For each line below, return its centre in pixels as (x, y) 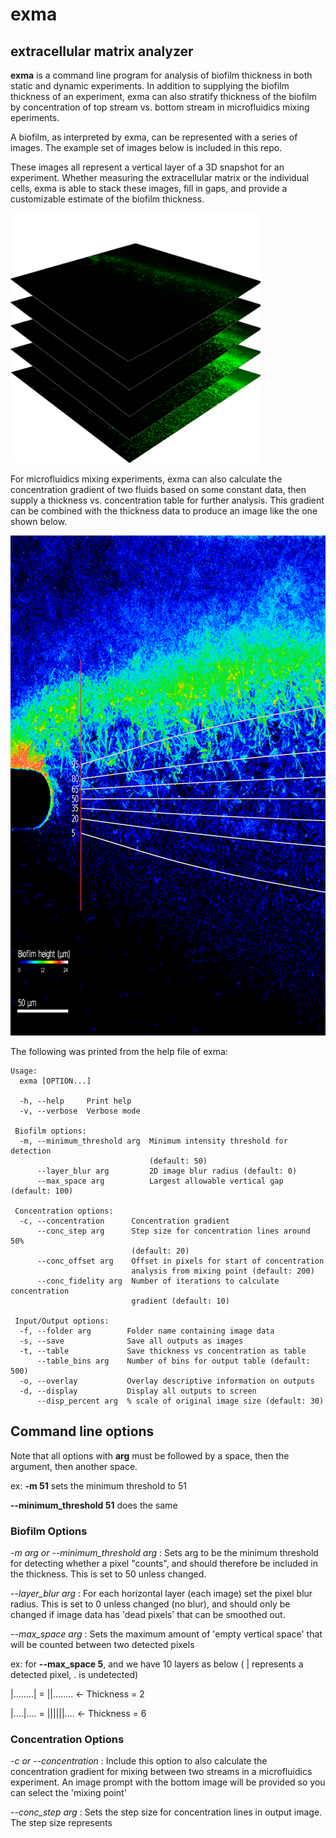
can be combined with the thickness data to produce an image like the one (164, 511)
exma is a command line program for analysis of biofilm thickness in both (161, 75)
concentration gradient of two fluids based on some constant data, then (158, 489)
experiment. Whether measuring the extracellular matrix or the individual (160, 177)
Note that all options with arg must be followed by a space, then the (150, 1455)
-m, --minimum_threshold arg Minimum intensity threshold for (153, 1141)
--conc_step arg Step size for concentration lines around (173, 1231)
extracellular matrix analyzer (102, 51)
